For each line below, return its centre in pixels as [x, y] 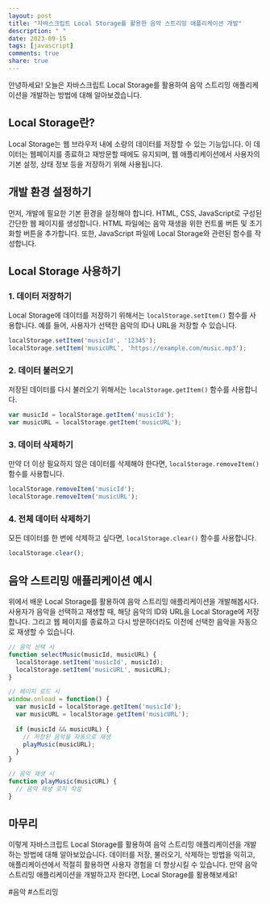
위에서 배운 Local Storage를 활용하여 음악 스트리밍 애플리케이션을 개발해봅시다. [134, 602]
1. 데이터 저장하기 [40, 296]
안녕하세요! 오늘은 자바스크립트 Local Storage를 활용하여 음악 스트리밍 [120, 85]
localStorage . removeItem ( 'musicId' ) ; [72, 490]
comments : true [34, 53]
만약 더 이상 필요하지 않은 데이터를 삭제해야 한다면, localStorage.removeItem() [134, 464]
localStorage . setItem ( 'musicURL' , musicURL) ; [93, 670]
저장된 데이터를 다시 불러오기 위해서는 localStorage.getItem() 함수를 [119, 389]
